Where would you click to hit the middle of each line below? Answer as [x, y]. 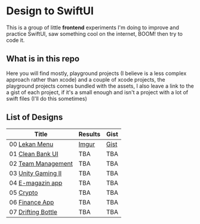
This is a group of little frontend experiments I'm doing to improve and [93, 27]
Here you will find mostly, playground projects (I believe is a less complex [96, 73]
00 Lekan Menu [31, 144]
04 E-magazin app [36, 183]
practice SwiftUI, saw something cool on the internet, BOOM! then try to [95, 33]
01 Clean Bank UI [34, 154]
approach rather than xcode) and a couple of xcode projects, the [86, 79]
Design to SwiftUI [50, 11]
